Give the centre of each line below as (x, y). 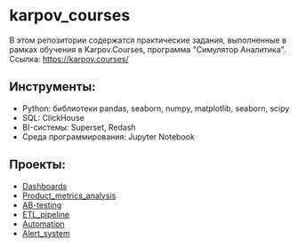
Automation (43, 224)
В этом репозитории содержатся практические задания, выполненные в (148, 40)
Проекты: (38, 165)
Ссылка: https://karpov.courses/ (69, 59)
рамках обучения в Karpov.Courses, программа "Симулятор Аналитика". (148, 49)
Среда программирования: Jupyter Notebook (109, 136)
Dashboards (44, 186)
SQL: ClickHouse (53, 117)
